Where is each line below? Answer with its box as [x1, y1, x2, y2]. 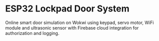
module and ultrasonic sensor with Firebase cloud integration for [5, 24, 139, 30]
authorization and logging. [5, 30, 60, 36]
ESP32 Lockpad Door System [5, 3, 129, 14]
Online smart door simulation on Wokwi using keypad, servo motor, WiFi [5, 19, 154, 25]
